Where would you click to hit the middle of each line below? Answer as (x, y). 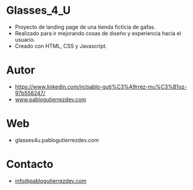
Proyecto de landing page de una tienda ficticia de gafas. (85, 27)
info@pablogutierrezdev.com (50, 180)
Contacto (30, 164)
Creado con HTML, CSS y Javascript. (61, 46)
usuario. (25, 39)
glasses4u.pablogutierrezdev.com (57, 140)
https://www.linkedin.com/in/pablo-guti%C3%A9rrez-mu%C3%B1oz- (101, 87)
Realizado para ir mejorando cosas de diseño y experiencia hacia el (98, 33)
